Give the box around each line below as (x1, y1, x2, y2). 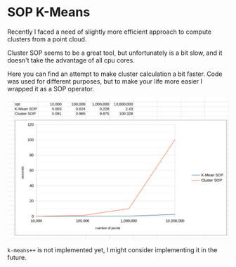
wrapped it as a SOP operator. (7, 84, 95, 93)
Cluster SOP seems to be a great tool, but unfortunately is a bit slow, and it (7, 48, 223, 57)
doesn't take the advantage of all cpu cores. (7, 56, 135, 64)
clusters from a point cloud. (7, 34, 87, 43)
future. (7, 254, 27, 262)
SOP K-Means (7, 4, 91, 20)
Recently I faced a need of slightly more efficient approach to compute (7, 27, 212, 36)
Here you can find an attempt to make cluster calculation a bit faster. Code (7, 70, 223, 78)
